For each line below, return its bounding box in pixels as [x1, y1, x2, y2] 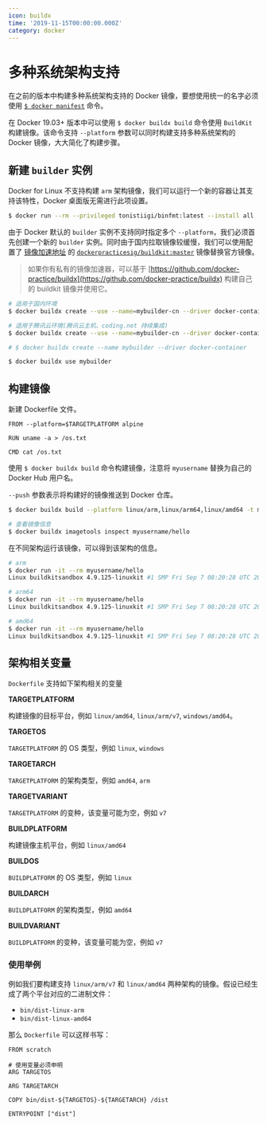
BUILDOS [8, 857, 40, 866]
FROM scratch [8, 1045, 52, 1053]
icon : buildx [8, 11, 52, 20]
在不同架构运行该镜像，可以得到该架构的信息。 [8, 543, 161, 553]
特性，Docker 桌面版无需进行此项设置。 [21, 196, 153, 205]
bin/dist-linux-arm [19, 1006, 85, 1014]
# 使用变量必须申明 [8, 1061, 64, 1069]
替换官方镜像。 [209, 248, 259, 256]
